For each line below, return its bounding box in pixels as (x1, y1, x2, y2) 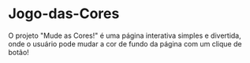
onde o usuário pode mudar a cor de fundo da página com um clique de (8, 39, 242, 48)
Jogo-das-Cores (8, 5, 120, 23)
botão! (8, 47, 29, 57)
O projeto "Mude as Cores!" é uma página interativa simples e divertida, (8, 31, 242, 40)
